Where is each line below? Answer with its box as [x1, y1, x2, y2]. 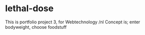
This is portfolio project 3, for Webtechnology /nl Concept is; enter [5, 19, 141, 25]
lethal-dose [5, 3, 54, 14]
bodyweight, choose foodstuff [5, 24, 67, 30]
